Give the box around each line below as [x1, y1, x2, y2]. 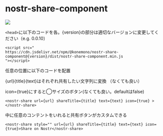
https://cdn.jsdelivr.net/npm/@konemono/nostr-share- [5, 49, 119, 54]
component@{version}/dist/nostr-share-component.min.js [5, 54, 123, 59]
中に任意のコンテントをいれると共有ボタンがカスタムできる [5, 112, 127, 118]
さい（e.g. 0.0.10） [9, 35, 48, 41]
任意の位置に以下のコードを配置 [5, 67, 71, 73]
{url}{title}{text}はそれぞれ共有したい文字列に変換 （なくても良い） [5, 78, 143, 84]
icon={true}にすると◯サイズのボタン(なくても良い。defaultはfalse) [5, 89, 145, 94]
